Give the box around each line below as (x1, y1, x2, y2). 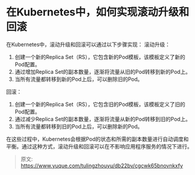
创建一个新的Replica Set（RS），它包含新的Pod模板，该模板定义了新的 (14, 53, 186, 60)
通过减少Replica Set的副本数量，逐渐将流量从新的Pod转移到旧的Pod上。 (14, 115, 191, 122)
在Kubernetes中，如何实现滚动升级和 (6, 5, 190, 19)
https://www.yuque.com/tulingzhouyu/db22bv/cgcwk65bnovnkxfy (20, 162, 183, 169)
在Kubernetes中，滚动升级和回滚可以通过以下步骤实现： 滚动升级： (6, 41, 170, 48)
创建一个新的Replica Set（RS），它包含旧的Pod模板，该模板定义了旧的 (14, 101, 186, 108)
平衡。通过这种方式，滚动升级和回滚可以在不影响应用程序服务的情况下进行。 (6, 142, 193, 150)
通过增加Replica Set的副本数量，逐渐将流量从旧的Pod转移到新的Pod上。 (14, 68, 191, 75)
